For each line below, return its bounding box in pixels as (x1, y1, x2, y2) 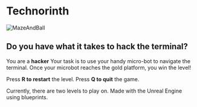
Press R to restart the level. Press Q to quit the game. (6, 75, 140, 82)
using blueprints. (6, 93, 48, 100)
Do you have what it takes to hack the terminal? (6, 41, 189, 52)
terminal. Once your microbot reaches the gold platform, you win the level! (6, 64, 192, 71)
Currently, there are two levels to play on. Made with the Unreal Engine (6, 87, 182, 94)
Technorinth (6, 4, 69, 18)
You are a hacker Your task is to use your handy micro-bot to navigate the (6, 57, 191, 64)
